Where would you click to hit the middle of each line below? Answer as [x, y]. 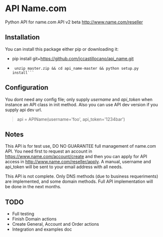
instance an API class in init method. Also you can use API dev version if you [81, 104]
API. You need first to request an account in [49, 151]
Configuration [27, 88]
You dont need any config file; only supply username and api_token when [79, 99]
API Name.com [36, 9]
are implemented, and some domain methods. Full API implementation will [79, 181]
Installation [22, 37]
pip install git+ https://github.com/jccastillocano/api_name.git [73, 59]
